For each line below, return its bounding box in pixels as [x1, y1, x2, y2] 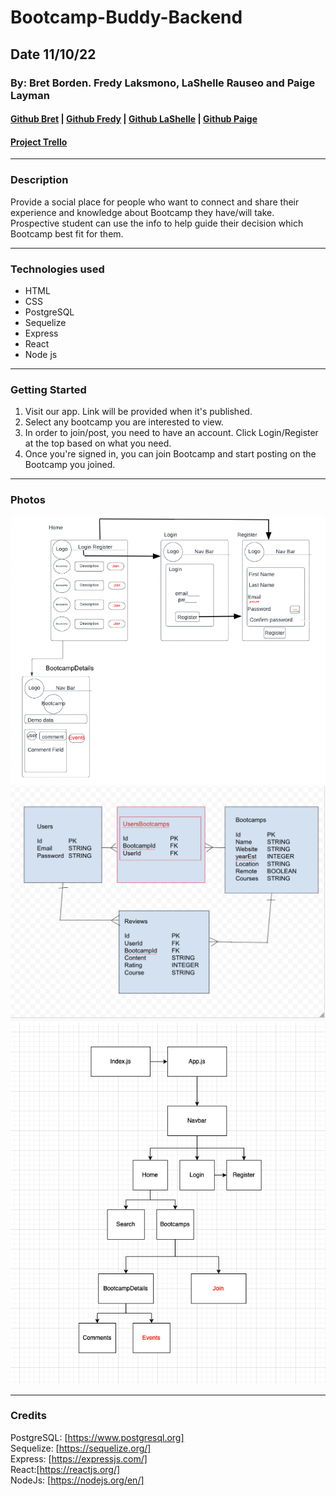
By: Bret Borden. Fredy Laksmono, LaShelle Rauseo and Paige [10, 76, 316, 90]
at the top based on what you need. [24, 437, 172, 450]
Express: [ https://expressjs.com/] [10, 1452, 148, 1465]
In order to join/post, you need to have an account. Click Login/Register [24, 427, 319, 439]
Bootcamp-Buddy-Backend [10, 6, 243, 29]
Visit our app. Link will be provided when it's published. [24, 406, 253, 418]
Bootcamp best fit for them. [10, 227, 124, 240]
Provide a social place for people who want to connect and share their [10, 196, 300, 208]
